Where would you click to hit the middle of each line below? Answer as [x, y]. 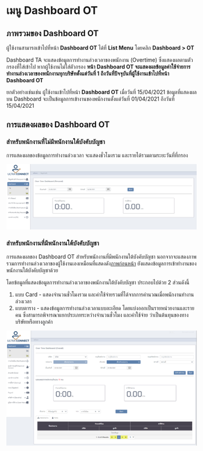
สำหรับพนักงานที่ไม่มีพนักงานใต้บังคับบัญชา [56, 142]
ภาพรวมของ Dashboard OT [53, 33]
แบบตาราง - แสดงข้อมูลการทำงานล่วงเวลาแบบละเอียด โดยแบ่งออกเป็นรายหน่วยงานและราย [105, 308]
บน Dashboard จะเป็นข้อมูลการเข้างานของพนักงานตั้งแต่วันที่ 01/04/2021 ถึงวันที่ [91, 99]
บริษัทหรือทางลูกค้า [34, 321]
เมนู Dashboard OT [52, 11]
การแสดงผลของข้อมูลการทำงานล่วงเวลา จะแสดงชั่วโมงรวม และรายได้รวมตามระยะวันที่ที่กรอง [97, 155]
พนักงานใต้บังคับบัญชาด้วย [32, 270]
